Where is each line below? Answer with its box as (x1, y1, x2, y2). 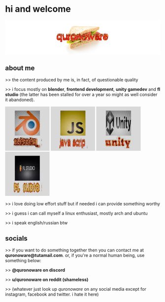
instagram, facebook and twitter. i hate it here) (5, 291, 99, 298)
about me (5, 64, 35, 72)
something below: (5, 258, 42, 264)
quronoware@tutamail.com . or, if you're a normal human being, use (5, 252, 145, 258)
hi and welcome (5, 3, 71, 15)
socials (5, 234, 28, 243)
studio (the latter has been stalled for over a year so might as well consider (5, 92, 158, 98)
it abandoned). (5, 97, 35, 103)
